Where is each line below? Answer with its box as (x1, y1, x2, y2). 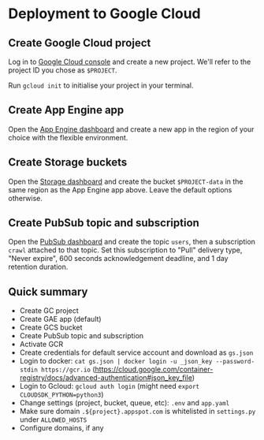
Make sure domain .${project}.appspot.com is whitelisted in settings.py (19, 407, 256, 416)
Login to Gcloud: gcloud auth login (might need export (19, 382, 199, 391)
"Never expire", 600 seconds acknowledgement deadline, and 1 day (8, 254, 229, 263)
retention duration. (8, 262, 69, 272)
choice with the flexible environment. (8, 132, 128, 142)
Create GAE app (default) (19, 315, 102, 324)
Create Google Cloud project (8, 36, 151, 50)
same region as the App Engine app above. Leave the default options (8, 185, 232, 194)
